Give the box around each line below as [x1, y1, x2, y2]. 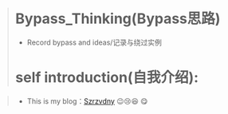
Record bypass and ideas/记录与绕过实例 [26, 37, 163, 47]
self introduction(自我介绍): [14, 69, 199, 87]
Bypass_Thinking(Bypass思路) [14, 10, 221, 28]
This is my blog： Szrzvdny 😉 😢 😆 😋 [26, 96, 148, 106]
